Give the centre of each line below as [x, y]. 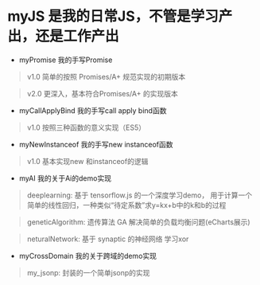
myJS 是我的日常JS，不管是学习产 [120, 16]
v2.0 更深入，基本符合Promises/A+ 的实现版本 [102, 93]
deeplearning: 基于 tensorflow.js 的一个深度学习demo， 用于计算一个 [140, 195]
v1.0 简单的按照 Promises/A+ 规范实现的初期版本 [106, 76]
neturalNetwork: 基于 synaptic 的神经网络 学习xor [108, 239]
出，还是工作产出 [64, 36]
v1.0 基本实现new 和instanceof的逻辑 [87, 161]
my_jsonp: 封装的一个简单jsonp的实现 [88, 272]
